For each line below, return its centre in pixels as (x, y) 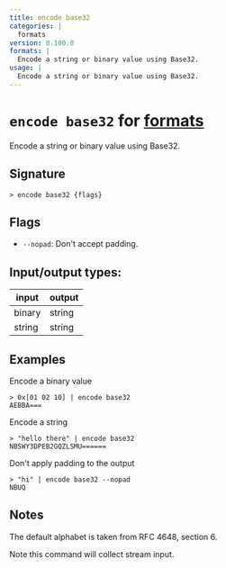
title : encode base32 (50, 18)
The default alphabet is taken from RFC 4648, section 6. (113, 536)
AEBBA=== (26, 405)
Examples (37, 360)
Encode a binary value (51, 381)
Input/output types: (66, 272)
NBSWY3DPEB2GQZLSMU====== (58, 446)
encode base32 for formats (107, 120)
